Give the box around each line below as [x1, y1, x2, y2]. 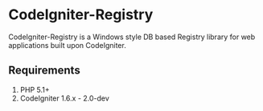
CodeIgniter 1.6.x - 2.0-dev [19, 93, 110, 103]
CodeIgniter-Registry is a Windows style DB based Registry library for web [8, 32, 256, 42]
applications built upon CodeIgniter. [8, 40, 126, 50]
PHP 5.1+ [19, 85, 50, 94]
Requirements [8, 64, 80, 77]
